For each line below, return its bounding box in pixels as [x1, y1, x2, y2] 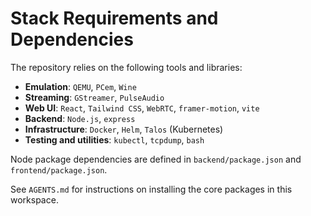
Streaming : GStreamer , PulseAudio [24, 91, 165, 103]
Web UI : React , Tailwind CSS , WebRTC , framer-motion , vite [24, 102, 260, 114]
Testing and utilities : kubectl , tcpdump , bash [24, 133, 205, 146]
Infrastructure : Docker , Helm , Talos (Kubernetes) [24, 123, 224, 135]
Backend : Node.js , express [24, 112, 136, 124]
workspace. [10, 193, 59, 206]
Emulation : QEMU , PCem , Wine [24, 80, 137, 92]
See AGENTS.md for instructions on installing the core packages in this [10, 183, 293, 195]
